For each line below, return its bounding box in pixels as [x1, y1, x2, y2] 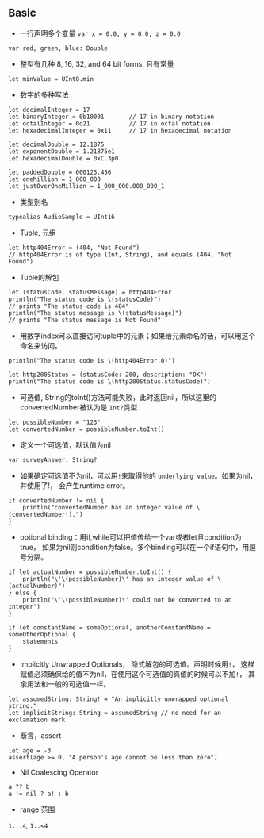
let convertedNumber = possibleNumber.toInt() [8, 425, 165, 433]
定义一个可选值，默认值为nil [19, 440, 111, 449]
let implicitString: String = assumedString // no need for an [8, 709, 222, 717]
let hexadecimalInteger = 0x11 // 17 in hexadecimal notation [8, 126, 232, 134]
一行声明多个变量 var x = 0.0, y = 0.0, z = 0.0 [19, 28, 181, 38]
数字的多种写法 [19, 90, 69, 99]
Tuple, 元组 [19, 228, 57, 237]
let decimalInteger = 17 [8, 106, 90, 113]
